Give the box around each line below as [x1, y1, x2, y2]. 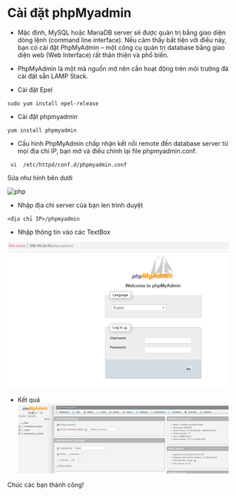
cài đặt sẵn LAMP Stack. [17, 72, 88, 80]
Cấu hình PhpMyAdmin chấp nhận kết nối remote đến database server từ [17, 139, 228, 147]
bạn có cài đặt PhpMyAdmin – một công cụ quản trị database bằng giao [17, 43, 225, 51]
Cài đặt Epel [17, 85, 53, 94]
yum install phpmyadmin [7, 127, 77, 134]
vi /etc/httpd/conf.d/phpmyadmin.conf [10, 161, 128, 168]
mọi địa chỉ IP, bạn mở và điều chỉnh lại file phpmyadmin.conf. [17, 147, 197, 155]
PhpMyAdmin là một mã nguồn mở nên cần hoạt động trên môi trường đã [17, 64, 229, 73]
